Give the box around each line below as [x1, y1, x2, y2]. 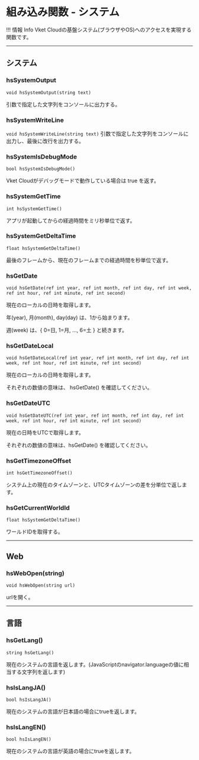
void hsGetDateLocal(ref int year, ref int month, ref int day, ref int [6, 355, 190, 361]
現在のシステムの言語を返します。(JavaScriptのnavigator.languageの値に [6, 661, 184, 668]
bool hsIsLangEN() [6, 736, 52, 743]
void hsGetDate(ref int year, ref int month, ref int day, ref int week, [6, 285, 192, 291]
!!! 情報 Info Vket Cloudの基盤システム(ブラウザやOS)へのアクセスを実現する [6, 26, 192, 33]
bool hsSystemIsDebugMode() [6, 166, 76, 172]
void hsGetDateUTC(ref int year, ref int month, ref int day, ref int [6, 413, 184, 418]
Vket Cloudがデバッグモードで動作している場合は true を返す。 [6, 177, 159, 184]
